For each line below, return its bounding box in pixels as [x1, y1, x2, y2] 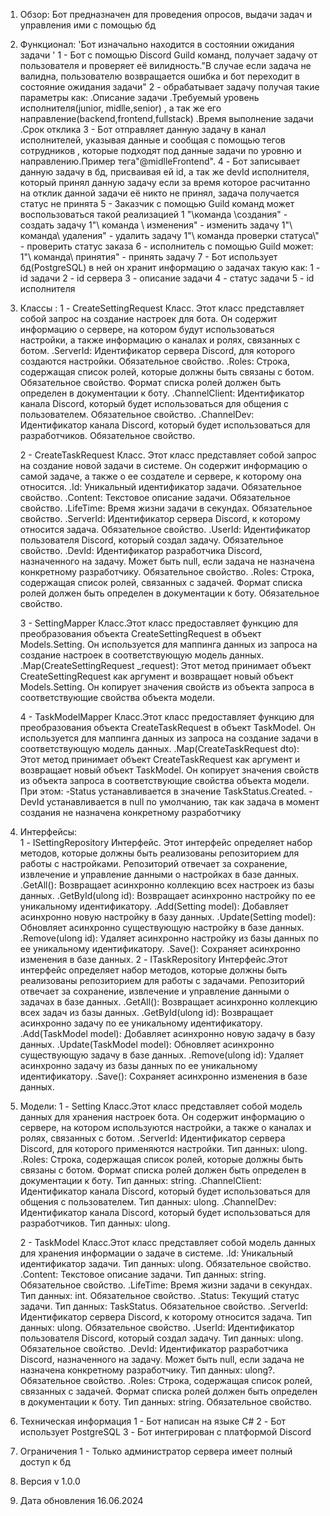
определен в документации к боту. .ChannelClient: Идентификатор [19, 387, 305, 399]
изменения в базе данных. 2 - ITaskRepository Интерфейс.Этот [19, 954, 288, 965]
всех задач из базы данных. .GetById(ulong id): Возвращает [19, 1007, 274, 1018]
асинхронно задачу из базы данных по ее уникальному [19, 1060, 258, 1071]
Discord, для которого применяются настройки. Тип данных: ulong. [19, 1143, 308, 1154]
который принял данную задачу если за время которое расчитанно [19, 177, 311, 188]
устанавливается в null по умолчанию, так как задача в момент [46, 796, 320, 808]
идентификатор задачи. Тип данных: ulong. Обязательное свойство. [19, 1258, 312, 1269]
